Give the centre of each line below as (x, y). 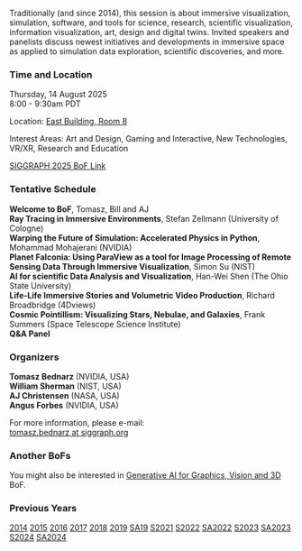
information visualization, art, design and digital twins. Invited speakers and (149, 32)
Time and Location (51, 74)
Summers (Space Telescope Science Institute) (96, 324)
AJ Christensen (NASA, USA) (64, 395)
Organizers (34, 357)
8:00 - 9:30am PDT (45, 104)
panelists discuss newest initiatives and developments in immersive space (147, 41)
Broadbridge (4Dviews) (53, 305)
